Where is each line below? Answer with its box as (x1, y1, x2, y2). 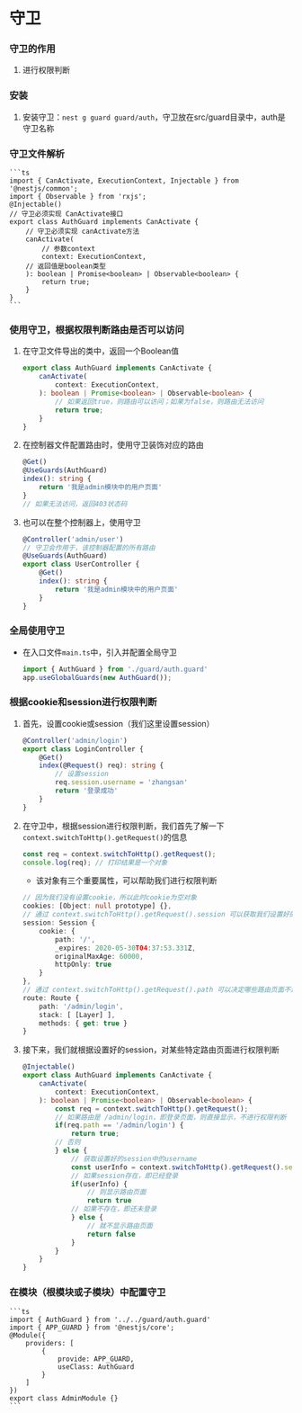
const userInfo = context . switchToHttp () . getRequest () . (70, 1162, 285, 1172)
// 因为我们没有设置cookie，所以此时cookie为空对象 (22, 893, 198, 902)
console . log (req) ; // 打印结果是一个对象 (22, 858, 168, 867)
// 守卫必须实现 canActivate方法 (25, 227, 140, 237)
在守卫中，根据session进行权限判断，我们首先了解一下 (22, 820, 225, 831)
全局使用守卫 (9, 624, 66, 637)
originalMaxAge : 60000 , (55, 952, 144, 961)
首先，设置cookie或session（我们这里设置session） (22, 718, 215, 729)
